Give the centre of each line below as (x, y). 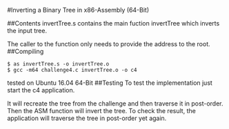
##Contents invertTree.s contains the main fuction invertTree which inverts (113, 23)
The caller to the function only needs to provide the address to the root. (109, 44)
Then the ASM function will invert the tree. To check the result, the (102, 111)
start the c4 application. (41, 90)
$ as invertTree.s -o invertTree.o (58, 64)
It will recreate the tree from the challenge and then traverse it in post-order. (115, 103)
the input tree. (27, 31)
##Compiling (26, 51)
